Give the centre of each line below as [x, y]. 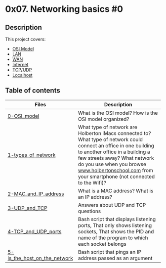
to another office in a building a [114, 152]
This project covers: [25, 39]
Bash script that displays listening [117, 219]
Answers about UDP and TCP [112, 205]
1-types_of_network [32, 155]
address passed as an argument [115, 258]
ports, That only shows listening [115, 225]
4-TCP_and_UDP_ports [35, 231]
